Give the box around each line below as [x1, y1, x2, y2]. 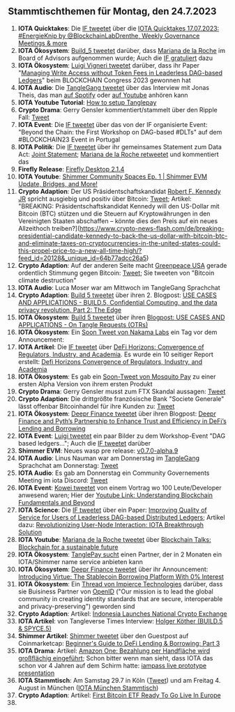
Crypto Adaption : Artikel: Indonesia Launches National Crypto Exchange [17, 609, 227, 618]
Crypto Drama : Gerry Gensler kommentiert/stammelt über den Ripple [17, 105, 218, 114]
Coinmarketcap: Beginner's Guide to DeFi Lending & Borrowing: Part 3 [17, 639, 220, 647]
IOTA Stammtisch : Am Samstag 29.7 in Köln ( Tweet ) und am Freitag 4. [17, 676, 221, 684]
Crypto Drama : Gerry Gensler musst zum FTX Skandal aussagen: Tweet [17, 387, 226, 395]
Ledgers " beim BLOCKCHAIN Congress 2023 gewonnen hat [17, 76, 191, 84]
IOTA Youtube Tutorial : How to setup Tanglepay [17, 98, 157, 107]
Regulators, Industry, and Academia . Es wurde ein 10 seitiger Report [17, 350, 213, 358]
